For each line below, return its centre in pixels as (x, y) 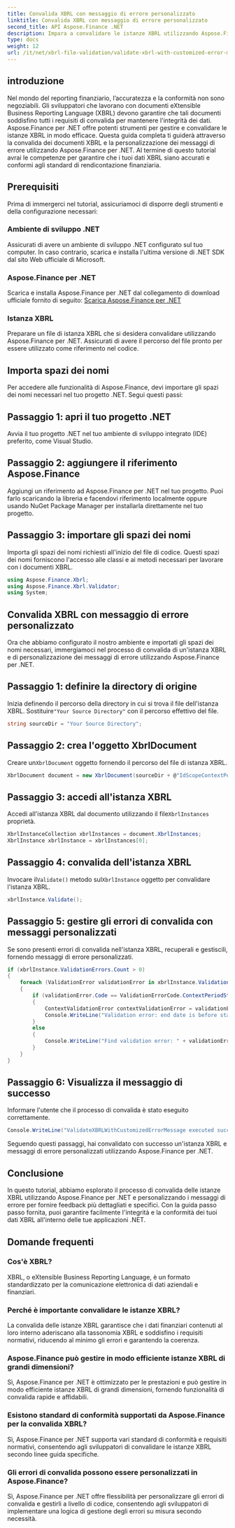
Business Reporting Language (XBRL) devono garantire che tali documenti (114, 113)
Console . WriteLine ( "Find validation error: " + (115, 1041)
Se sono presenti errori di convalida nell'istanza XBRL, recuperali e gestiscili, (117, 949)
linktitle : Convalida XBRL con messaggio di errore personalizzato (108, 20)
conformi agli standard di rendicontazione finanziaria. (84, 164)
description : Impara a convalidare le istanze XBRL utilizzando (103, 33)
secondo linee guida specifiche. (53, 1454)
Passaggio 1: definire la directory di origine (102, 687)
